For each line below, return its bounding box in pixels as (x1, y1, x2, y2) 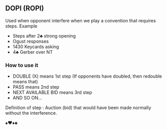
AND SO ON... (12, 95, 42, 101)
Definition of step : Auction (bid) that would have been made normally (5, 105, 151, 111)
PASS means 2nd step (12, 84, 60, 90)
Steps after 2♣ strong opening (12, 32, 76, 39)
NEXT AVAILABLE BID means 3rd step (12, 89, 93, 95)
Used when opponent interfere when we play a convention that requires (5, 17, 156, 23)
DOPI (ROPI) (5, 4, 44, 13)
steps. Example (5, 23, 38, 29)
